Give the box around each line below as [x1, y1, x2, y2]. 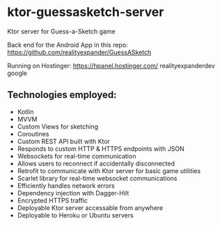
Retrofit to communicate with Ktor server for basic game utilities [17, 166, 201, 175]
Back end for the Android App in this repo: [7, 40, 128, 49]
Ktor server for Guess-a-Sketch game [7, 27, 116, 35]
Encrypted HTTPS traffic [17, 196, 88, 204]
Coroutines [17, 129, 49, 138]
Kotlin [17, 107, 34, 115]
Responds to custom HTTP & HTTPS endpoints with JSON [17, 144, 184, 153]
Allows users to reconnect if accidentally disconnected [17, 159, 175, 168]
